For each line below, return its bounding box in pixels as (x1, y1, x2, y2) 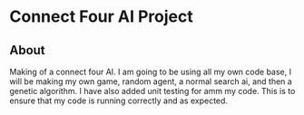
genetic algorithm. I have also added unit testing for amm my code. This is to (9, 86, 296, 96)
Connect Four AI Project (9, 6, 193, 27)
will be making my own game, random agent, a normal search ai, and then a (9, 76, 292, 87)
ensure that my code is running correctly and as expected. (9, 95, 229, 106)
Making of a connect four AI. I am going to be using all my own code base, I (9, 66, 292, 77)
